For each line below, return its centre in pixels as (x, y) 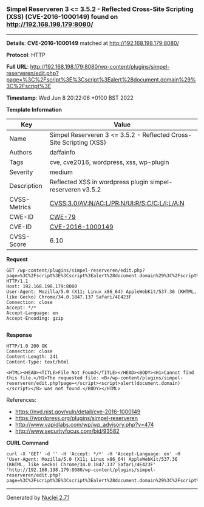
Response (19, 335)
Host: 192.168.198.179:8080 (42, 287)
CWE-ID (22, 217)
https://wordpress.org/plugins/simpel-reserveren (76, 418)
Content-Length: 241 (32, 357)
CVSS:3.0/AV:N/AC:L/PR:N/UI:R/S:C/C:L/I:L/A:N (117, 204)
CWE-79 (63, 217)
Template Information (34, 110)
